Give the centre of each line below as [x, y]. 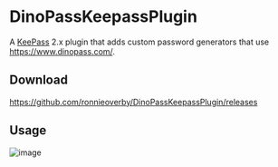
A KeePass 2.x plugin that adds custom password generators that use [139, 42]
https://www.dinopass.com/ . [62, 51]
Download [38, 80]
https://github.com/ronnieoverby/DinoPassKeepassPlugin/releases [134, 102]
